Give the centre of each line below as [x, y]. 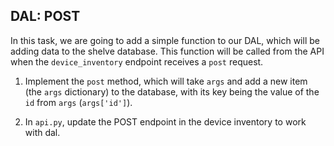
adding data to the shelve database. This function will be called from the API [167, 51]
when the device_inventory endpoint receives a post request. [137, 61]
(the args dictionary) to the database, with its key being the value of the [172, 91]
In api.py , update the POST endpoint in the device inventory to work [165, 121]
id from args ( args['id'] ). [78, 102]
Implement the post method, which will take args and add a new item [166, 81]
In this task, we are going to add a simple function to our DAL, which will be [165, 40]
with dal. [42, 132]
